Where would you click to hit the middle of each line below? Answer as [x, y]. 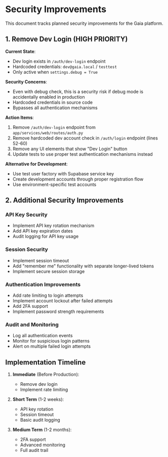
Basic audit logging [40, 420]
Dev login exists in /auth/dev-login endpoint [59, 61]
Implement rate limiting [44, 390]
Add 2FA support [30, 306]
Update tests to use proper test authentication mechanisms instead [82, 154]
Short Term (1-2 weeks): [38, 399]
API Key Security [27, 215]
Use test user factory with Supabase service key [63, 173]
